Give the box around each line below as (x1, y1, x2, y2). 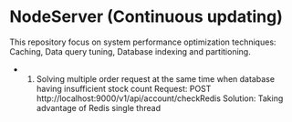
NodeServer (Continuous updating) (9, 6, 283, 27)
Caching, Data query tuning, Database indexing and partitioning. (9, 46, 251, 56)
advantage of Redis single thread (36, 102, 162, 113)
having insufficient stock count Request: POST (36, 83, 212, 94)
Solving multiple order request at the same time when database (36, 73, 276, 84)
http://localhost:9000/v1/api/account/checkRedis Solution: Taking (36, 93, 284, 104)
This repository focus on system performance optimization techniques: (9, 36, 276, 47)
